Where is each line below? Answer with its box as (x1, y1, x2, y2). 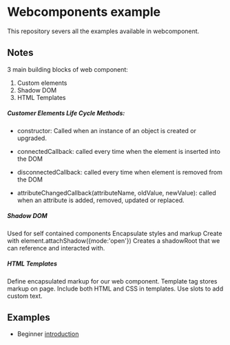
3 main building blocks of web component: (7, 65, 129, 73)
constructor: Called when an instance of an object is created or (17, 126, 197, 135)
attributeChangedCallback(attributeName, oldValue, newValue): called (17, 188, 217, 197)
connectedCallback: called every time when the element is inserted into (17, 147, 220, 155)
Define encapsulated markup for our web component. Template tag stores (7, 277, 218, 285)
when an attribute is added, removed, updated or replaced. (17, 196, 185, 204)
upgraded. (17, 134, 47, 142)
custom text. (7, 291, 43, 300)
